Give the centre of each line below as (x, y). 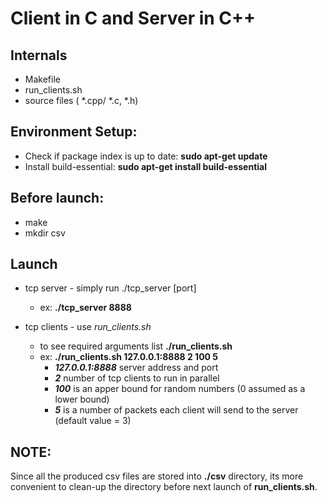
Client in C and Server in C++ (133, 18)
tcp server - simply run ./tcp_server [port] (110, 288)
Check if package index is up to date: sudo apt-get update (146, 156)
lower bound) (82, 399)
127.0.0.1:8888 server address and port (136, 368)
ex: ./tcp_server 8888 (85, 308)
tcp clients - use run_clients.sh (88, 327)
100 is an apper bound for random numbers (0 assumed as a (180, 389)
